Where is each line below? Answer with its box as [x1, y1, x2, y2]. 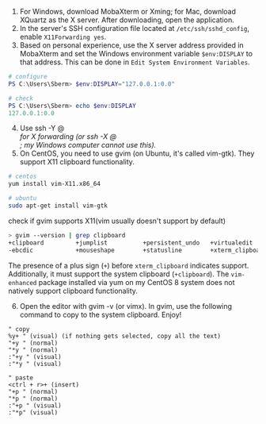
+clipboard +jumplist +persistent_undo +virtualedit [8, 238, 253, 247]
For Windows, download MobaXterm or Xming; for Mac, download [19, 7, 236, 16]
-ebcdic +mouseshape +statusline [8, 246, 182, 254]
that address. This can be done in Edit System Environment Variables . [19, 57, 251, 67]
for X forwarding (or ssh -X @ [19, 132, 117, 141]
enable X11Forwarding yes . [19, 32, 107, 41]
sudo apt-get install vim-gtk [8, 202, 108, 210]
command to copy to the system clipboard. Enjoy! [19, 310, 182, 319]
